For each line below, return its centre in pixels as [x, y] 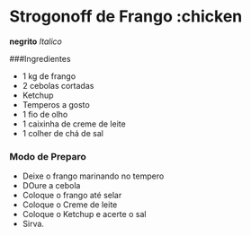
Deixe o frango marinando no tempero [93, 176]
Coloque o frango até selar [72, 196]
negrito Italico [36, 41]
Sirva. [33, 224]
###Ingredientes [40, 58]
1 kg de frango [49, 76]
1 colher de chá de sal [63, 133]
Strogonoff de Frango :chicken [126, 17]
